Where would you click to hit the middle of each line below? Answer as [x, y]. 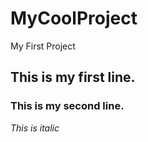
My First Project [43, 46]
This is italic [35, 128]
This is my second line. [67, 106]
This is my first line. [73, 77]
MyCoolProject [74, 18]
